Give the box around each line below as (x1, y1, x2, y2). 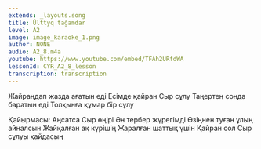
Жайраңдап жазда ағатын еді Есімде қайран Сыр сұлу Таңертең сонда (8, 91, 246, 100)
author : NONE (8, 41, 51, 49)
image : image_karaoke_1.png (8, 33, 100, 42)
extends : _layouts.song (8, 11, 86, 20)
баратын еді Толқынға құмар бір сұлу (8, 100, 135, 109)
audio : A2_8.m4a (8, 48, 61, 56)
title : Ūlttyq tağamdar (8, 19, 86, 27)
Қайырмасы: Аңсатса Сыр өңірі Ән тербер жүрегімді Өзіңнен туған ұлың (8, 114, 253, 124)
